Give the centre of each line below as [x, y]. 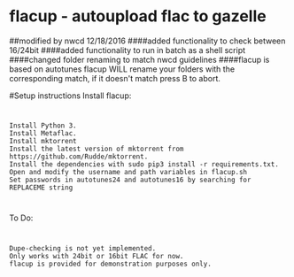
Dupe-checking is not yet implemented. [83, 248]
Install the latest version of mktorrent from [97, 149]
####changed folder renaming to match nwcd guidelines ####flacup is [139, 59]
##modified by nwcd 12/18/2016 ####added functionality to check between [147, 41]
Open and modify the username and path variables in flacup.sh [128, 173]
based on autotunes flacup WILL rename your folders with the [122, 69]
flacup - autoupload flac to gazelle [138, 16]
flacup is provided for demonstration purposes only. [111, 264]
